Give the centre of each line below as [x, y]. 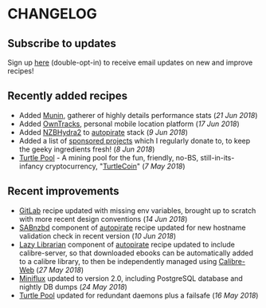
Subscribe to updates [62, 43]
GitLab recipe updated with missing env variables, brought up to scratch [137, 210]
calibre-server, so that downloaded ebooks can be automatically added [136, 253]
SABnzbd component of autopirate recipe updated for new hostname [132, 227]
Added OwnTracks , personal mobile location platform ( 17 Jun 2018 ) [129, 124]
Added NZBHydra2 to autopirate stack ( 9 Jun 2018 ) [103, 132]
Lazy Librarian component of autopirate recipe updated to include [127, 244]
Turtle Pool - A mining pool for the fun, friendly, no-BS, [109, 157]
